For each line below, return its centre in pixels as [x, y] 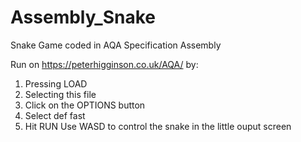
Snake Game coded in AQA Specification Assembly [116, 45]
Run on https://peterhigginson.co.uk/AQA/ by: [104, 64]
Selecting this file [60, 94]
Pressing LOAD [56, 83]
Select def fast [55, 115]
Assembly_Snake [83, 17]
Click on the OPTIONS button [85, 105]
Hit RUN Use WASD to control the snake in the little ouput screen [158, 126]
